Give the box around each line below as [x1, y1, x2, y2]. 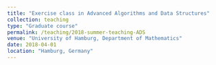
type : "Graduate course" [7, 22, 78, 29]
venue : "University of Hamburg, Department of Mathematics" [7, 35, 183, 42]
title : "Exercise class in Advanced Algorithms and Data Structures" [7, 9, 211, 17]
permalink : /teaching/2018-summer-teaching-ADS [7, 28, 146, 36]
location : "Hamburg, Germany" [7, 48, 94, 55]
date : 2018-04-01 [7, 41, 57, 48]
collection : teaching [7, 16, 69, 23]
